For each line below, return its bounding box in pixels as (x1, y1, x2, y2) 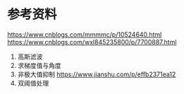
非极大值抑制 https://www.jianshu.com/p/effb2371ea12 (17, 70, 176, 78)
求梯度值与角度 (17, 61, 61, 69)
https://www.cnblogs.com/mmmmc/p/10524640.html (7, 30, 162, 39)
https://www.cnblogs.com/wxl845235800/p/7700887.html (7, 37, 177, 46)
